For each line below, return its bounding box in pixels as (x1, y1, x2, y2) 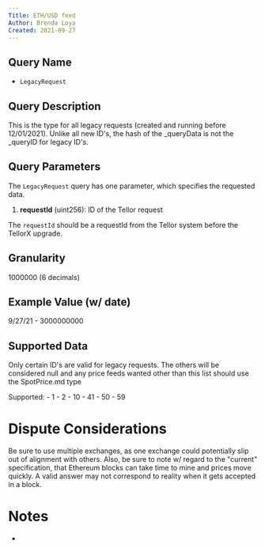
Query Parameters (8, 160, 101, 174)
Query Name (8, 55, 73, 69)
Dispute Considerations (8, 420, 168, 438)
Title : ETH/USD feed (8, 11, 77, 20)
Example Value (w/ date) (8, 296, 131, 309)
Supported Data (8, 339, 89, 353)
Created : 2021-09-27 (8, 26, 77, 34)
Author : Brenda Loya (8, 19, 77, 27)
